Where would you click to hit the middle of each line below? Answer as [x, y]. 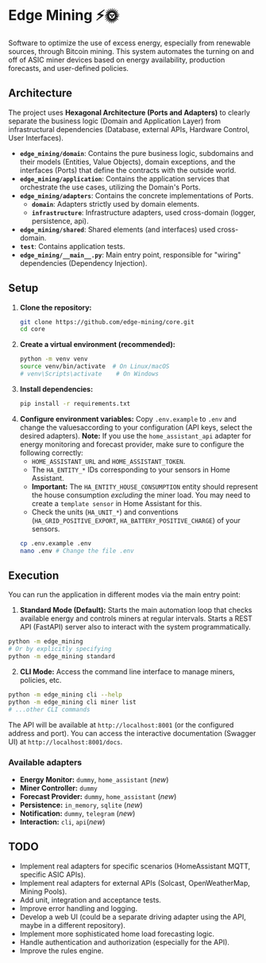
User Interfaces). [36, 138]
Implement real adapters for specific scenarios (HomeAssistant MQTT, [135, 866]
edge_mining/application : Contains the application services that [125, 178]
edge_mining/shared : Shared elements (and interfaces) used [118, 229]
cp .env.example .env [55, 543]
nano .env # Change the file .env [77, 551]
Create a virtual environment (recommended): [98, 345]
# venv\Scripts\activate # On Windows [89, 374]
